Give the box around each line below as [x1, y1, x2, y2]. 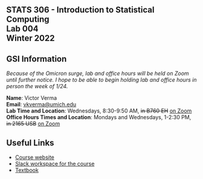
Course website [14, 154, 54, 161]
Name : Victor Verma [6, 94, 57, 102]
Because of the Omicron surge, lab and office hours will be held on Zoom [6, 70, 189, 77]
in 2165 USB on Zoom [6, 120, 60, 128]
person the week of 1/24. [6, 83, 68, 90]
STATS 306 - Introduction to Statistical [6, 5, 155, 15]
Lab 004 [6, 24, 39, 34]
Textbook [14, 166, 39, 174]
